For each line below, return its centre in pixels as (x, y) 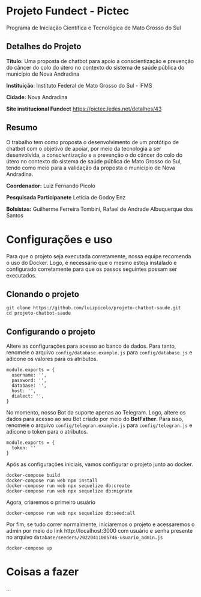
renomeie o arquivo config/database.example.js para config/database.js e (99, 353)
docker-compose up (29, 548)
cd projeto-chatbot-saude (38, 314)
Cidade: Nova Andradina (37, 97)
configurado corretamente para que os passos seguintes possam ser (91, 269)
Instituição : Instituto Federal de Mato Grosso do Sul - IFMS (79, 85)
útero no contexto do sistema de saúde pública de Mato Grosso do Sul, (94, 161)
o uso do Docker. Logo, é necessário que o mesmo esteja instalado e (91, 262)
